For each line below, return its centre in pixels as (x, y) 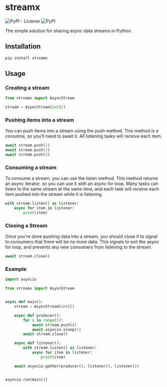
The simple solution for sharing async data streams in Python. (69, 30)
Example (16, 269)
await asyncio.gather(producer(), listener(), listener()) (77, 366)
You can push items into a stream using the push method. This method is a (82, 131)
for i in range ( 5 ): (43, 320)
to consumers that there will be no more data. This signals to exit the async (82, 242)
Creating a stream (27, 87)
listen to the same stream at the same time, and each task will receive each (82, 189)
